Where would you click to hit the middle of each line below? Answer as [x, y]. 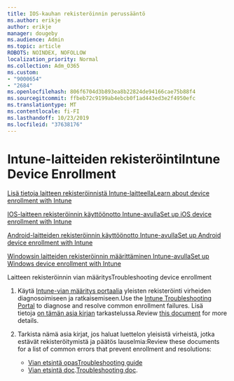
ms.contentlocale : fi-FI [43, 111]
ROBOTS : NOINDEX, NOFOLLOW [47, 53]
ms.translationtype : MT [42, 105]
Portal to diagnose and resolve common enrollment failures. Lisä [110, 306]
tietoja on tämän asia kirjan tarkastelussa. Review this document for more [122, 313]
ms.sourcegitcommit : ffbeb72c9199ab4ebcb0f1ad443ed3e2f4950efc [102, 99]
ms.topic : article [34, 46]
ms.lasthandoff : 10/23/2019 [48, 118]
